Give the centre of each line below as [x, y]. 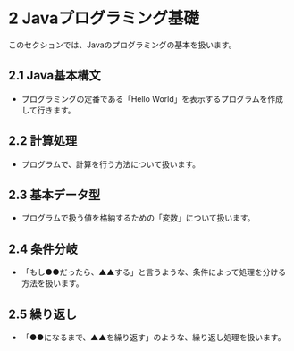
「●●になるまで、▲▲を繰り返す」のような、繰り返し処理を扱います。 [153, 337]
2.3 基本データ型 [55, 194]
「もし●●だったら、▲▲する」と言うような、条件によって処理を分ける [154, 272]
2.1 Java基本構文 [55, 75]
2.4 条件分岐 [43, 249]
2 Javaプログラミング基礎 [104, 18]
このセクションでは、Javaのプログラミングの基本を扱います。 [122, 45]
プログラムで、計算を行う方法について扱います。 [110, 164]
